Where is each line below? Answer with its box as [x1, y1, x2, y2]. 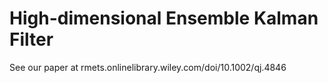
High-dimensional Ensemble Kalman [9, 7, 319, 30]
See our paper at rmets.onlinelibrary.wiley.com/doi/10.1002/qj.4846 [9, 61, 287, 73]
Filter [9, 28, 54, 51]
